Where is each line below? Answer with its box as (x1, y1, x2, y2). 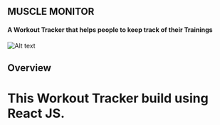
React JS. (7, 106, 66, 121)
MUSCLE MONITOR (7, 6, 95, 18)
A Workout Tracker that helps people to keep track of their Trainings (7, 25, 213, 34)
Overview (7, 62, 52, 74)
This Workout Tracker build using (7, 90, 209, 107)
